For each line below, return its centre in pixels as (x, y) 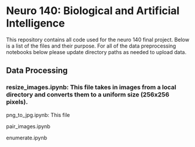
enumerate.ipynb (27, 138)
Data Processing (37, 71)
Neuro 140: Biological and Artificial (93, 11)
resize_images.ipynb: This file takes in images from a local (91, 88)
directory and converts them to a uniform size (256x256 (88, 95)
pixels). (17, 102)
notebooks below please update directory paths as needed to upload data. (96, 52)
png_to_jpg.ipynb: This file (38, 115)
